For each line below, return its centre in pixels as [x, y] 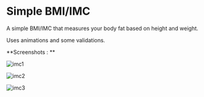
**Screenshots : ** [31, 52]
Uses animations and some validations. [56, 40]
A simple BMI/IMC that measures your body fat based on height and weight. [102, 28]
